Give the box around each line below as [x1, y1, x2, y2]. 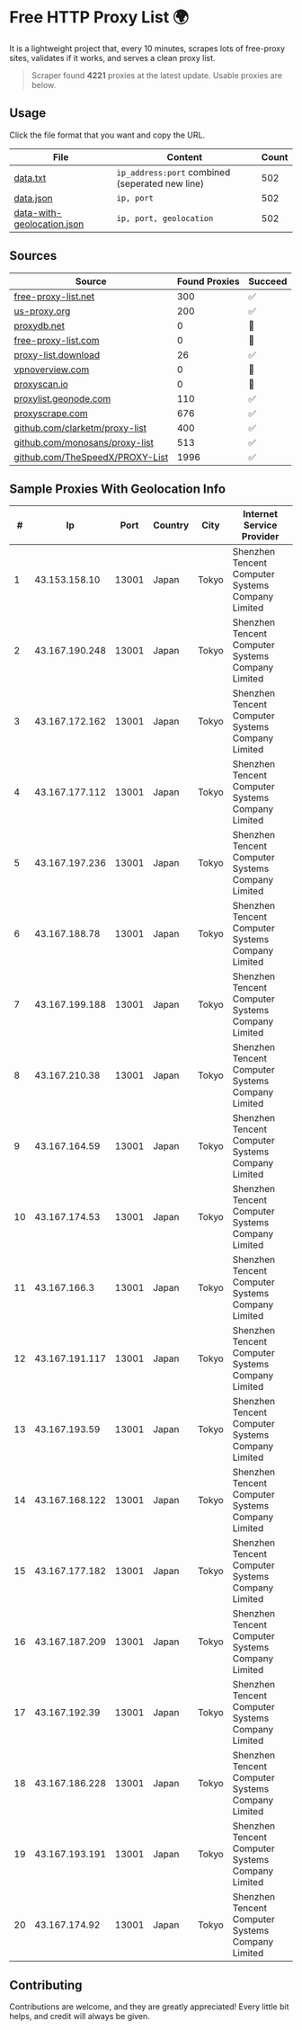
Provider [241, 530, 280, 543]
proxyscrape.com [13, 406, 88, 419]
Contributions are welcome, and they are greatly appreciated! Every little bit [9, 2001, 289, 2012]
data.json [13, 191, 53, 204]
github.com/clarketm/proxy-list [13, 422, 147, 434]
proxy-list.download [13, 348, 101, 361]
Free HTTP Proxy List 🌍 [9, 7, 190, 28]
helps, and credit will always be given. [9, 2011, 150, 2022]
